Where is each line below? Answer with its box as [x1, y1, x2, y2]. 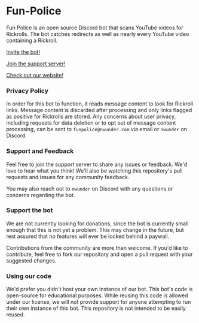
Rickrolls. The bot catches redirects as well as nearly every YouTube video [6, 30, 189, 37]
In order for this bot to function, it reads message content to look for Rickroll [6, 100, 193, 107]
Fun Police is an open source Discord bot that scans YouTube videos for [6, 24, 183, 31]
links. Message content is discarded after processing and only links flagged [6, 107, 192, 114]
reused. [6, 311, 25, 318]
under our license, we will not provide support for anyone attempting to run [6, 298, 191, 306]
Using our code [6, 271, 52, 280]
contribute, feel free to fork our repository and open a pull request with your [6, 250, 193, 258]
